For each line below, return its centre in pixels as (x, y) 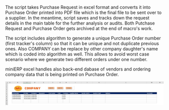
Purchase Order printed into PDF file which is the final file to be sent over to (83, 12)
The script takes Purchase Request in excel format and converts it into (78, 7)
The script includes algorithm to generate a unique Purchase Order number (83, 38)
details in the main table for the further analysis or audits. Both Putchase (80, 23)
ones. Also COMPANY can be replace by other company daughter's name (82, 49)
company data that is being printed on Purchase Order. (62, 74)
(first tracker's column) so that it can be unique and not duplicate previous (82, 43)
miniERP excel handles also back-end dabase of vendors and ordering (78, 69)
